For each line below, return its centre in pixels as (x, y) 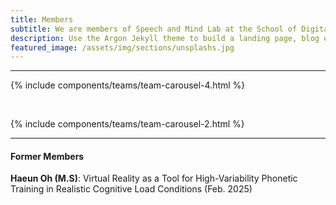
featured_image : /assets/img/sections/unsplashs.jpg (122, 47)
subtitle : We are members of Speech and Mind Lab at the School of (154, 29)
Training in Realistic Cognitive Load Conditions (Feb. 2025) (131, 189)
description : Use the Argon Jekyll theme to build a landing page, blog (165, 38)
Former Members (47, 156)
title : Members (42, 19)
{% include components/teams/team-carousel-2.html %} (127, 124)
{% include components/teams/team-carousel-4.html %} (128, 85)
